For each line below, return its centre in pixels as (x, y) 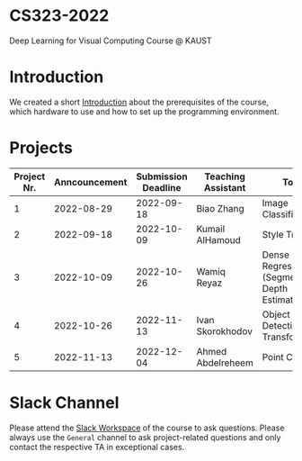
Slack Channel (64, 402)
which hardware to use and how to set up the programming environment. (145, 111)
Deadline (162, 187)
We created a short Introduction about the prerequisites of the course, (139, 102)
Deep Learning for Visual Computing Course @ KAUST (111, 41)
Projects (41, 148)
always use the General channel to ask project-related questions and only (145, 437)
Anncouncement (90, 182)
